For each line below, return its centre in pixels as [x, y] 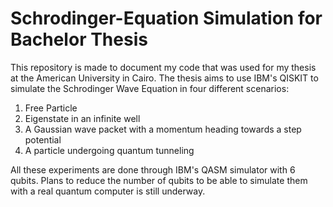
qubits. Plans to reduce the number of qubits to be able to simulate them [159, 180]
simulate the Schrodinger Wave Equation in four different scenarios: [150, 88]
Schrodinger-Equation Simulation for [166, 18]
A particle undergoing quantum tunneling [109, 150]
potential [43, 139]
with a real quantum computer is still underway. [108, 191]
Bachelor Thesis [79, 39]
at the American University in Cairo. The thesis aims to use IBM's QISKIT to [164, 78]
